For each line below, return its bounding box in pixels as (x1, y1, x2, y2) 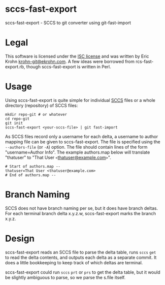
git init (5, 121, 23, 126)
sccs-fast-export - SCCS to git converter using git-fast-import (5, 20, 132, 26)
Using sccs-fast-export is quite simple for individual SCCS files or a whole (5, 97, 156, 103)
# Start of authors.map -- (5, 164, 61, 169)
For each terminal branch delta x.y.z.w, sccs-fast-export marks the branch (5, 210, 156, 216)
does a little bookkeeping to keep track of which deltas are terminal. (5, 259, 143, 265)
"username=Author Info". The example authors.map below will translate (5, 149, 150, 155)
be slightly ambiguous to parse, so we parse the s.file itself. (5, 274, 126, 280)
